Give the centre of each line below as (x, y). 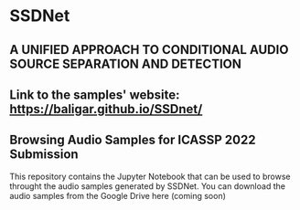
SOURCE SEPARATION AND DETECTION (126, 63)
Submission (44, 155)
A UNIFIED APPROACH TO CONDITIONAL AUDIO (149, 50)
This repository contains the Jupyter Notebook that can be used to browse (150, 176)
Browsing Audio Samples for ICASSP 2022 (133, 140)
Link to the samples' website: (95, 94)
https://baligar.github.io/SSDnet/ (106, 109)
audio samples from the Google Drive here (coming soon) (118, 195)
